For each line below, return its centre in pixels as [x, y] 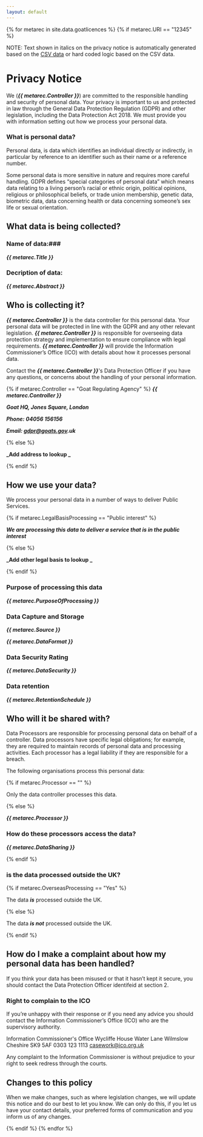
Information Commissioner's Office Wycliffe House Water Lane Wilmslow [98, 1039]
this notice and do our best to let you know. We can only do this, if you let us [101, 1104]
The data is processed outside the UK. [54, 900]
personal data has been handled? [71, 964]
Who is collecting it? [45, 305]
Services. [18, 506]
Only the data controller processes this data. [62, 794]
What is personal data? [41, 137]
